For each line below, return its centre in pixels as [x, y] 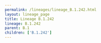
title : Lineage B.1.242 [29, 19]
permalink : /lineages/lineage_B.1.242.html [51, 10]
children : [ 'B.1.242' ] [28, 33]
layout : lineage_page [27, 14]
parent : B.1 [17, 28]
